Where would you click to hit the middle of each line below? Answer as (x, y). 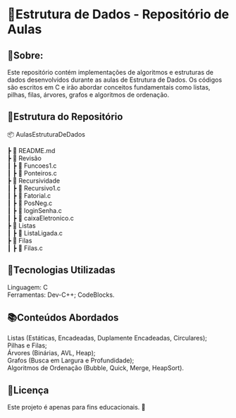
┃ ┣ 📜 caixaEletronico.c (41, 218)
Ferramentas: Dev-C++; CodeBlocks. (61, 295)
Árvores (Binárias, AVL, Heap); (52, 353)
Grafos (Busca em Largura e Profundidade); (71, 361)
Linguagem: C (27, 287)
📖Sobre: (25, 55)
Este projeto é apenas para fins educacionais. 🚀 (76, 407)
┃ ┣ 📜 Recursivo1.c (34, 188)
